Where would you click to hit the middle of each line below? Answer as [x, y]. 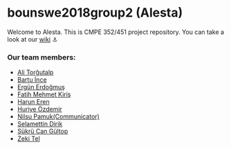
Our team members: [41, 57]
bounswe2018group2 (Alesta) [95, 13]
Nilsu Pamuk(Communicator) [58, 116]
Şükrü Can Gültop [43, 131]
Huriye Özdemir [39, 109]
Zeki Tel [28, 139]
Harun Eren [33, 102]
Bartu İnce [32, 80]
